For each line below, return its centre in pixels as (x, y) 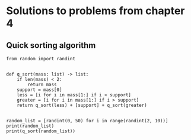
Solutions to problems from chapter (95, 11)
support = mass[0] (39, 90)
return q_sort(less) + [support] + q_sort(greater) (82, 105)
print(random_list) (30, 126)
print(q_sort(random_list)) (41, 131)
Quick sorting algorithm (51, 45)
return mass (42, 84)
